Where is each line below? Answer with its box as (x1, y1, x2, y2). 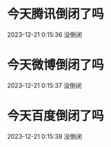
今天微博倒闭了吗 (7, 57, 105, 73)
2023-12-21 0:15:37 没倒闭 (7, 81, 82, 90)
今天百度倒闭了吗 (7, 108, 105, 124)
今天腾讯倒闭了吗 (7, 6, 105, 22)
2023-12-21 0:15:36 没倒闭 (7, 30, 83, 39)
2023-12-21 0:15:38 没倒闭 (7, 132, 83, 140)
